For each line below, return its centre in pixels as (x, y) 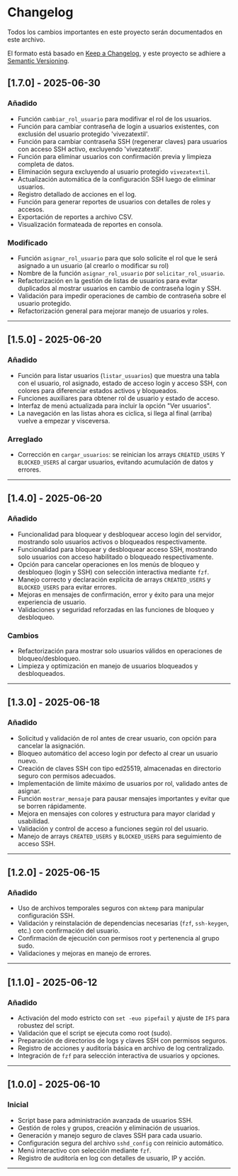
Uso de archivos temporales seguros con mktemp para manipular (110, 908)
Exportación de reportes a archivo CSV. (75, 216)
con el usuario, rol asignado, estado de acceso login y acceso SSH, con (122, 383)
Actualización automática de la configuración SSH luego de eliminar (117, 179)
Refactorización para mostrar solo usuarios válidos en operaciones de (120, 650)
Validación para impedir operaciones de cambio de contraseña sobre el (122, 296)
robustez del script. (46, 1025)
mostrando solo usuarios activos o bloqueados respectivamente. (112, 542)
